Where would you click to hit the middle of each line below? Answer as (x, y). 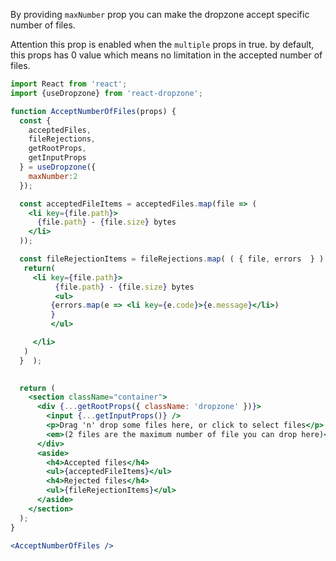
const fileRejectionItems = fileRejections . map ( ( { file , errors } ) (172, 259)
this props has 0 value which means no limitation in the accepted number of (166, 55)
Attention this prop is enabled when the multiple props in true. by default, (162, 44)
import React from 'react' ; (69, 84)
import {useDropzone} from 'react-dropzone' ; (106, 93)
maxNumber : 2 (53, 176)
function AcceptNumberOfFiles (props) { (93, 111)
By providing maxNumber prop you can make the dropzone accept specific (160, 14)
